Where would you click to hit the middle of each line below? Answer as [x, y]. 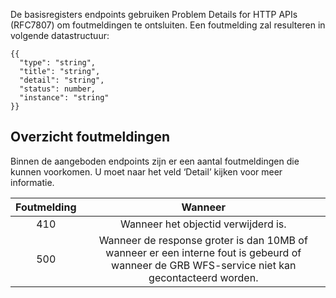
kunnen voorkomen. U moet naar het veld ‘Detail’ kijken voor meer [146, 171]
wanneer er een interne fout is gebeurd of [203, 252]
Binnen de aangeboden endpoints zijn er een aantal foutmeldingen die [155, 161]
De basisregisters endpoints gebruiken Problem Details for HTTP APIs [154, 14]
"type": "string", [58, 63]
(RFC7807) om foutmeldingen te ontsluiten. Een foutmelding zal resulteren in [168, 25]
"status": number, [58, 89]
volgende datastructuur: [60, 35]
